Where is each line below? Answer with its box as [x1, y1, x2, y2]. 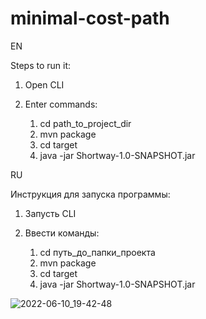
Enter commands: [24, 98, 98, 110]
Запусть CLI [24, 207, 77, 219]
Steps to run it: [10, 59, 72, 71]
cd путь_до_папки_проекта [39, 246, 156, 258]
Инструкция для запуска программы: [10, 188, 171, 200]
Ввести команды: [24, 227, 100, 239]
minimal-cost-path [10, 7, 170, 30]
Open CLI [24, 78, 65, 91]
